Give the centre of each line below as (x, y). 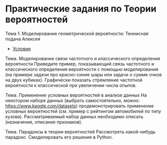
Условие (22, 49)
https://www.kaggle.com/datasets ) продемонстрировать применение (80, 106)
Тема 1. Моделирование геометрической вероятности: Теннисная (77, 33)
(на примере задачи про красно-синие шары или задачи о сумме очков (83, 74)
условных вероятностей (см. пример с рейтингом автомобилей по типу (83, 111)
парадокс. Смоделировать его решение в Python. (59, 137)
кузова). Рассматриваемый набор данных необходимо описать (74, 116)
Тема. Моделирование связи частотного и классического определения (83, 58)
